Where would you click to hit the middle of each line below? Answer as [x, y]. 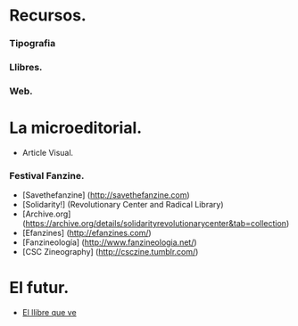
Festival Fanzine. [47, 175]
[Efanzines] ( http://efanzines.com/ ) [87, 233]
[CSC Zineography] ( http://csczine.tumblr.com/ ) [110, 252]
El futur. [39, 288]
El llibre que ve [50, 313]
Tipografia [33, 44]
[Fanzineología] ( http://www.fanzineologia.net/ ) [110, 242]
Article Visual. [48, 152]
